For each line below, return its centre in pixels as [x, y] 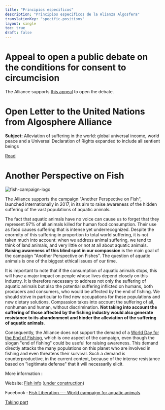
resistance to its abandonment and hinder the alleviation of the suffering [81, 317]
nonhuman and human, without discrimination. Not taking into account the [81, 307]
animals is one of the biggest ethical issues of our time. [61, 261]
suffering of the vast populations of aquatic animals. [58, 209]
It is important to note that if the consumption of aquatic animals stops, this [81, 270]
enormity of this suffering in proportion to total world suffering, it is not [77, 234]
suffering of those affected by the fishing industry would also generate [79, 312]
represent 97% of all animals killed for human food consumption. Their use [81, 224]
